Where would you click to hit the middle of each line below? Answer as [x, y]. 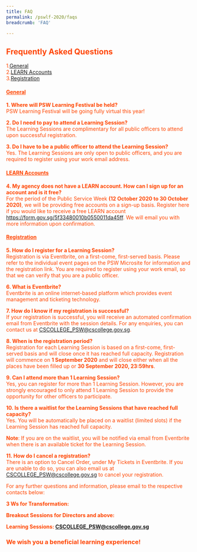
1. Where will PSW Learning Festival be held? [62, 105]
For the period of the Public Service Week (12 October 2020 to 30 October [97, 198]
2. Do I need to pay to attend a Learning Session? [67, 123]
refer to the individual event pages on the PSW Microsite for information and [98, 263]
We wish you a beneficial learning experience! [74, 542]
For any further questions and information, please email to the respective [94, 486]
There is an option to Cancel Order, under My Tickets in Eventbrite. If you [95, 462]
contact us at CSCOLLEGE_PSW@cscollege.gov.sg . [69, 329]
